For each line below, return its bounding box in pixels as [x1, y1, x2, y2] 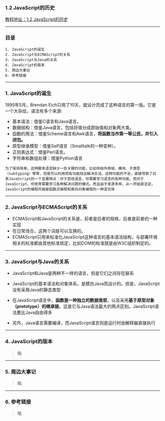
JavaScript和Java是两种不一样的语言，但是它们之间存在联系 [12, 270, 134, 276]
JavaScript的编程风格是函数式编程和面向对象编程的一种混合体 [5, 186, 115, 192]
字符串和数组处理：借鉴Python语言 [12, 155, 83, 161]
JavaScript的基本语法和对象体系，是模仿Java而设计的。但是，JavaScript [12, 281, 160, 287]
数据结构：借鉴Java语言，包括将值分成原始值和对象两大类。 [12, 124, 134, 131]
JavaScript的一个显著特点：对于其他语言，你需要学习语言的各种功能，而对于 [8, 176, 144, 181]
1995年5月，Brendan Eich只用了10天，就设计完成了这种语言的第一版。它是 [5, 102, 156, 107]
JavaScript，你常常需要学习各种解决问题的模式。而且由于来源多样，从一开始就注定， [5, 182, 155, 186]
